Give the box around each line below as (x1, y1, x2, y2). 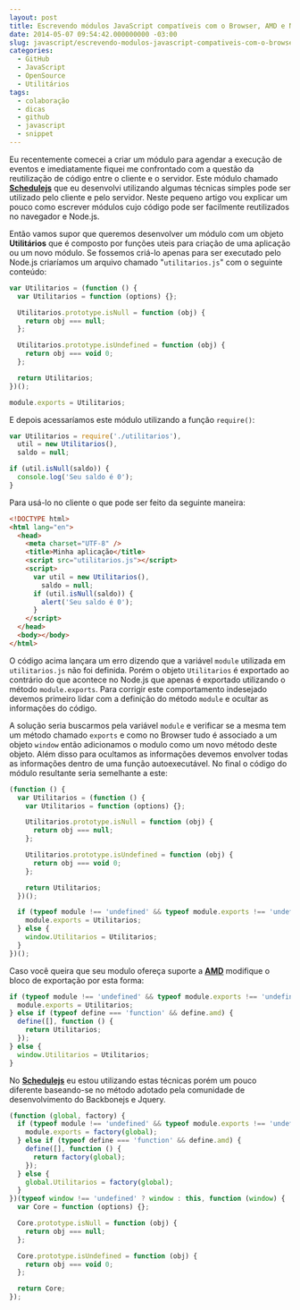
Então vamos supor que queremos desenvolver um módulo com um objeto (9, 228, 284, 239)
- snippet (17, 130, 54, 139)
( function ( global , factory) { (9, 1111, 126, 1120)
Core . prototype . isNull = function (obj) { (17, 1219, 178, 1228)
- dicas (17, 105, 46, 114)
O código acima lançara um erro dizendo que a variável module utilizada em (9, 655, 286, 666)
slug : (9, 38, 29, 47)
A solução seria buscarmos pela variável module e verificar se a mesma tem (9, 720, 287, 731)
